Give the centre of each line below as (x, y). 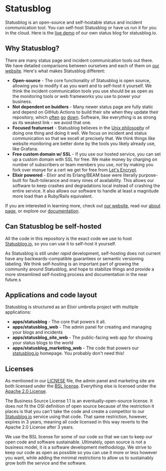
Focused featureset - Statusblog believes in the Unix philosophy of (81, 128)
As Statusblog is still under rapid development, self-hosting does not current (83, 253)
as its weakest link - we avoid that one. (52, 122)
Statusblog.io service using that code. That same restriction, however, (76, 417)
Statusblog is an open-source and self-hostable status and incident (74, 22)
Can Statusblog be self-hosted (53, 226)
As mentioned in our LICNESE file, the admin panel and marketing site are (80, 381)
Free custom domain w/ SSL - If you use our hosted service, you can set (86, 154)
